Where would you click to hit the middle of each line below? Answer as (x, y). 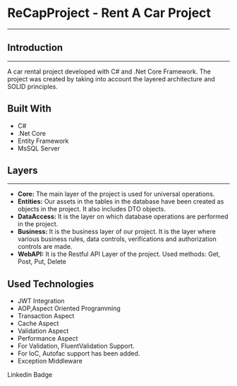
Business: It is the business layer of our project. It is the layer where (117, 232)
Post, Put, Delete (42, 262)
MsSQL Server (39, 148)
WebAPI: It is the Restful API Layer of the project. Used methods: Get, (119, 254)
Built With (29, 109)
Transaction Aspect (46, 316)
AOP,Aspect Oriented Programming (69, 308)
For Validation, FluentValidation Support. (76, 346)
